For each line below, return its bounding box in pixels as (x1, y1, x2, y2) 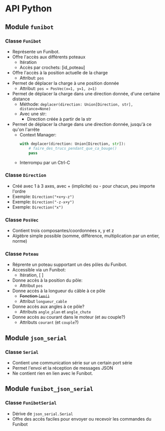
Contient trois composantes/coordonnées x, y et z (12, 228, 114, 234)
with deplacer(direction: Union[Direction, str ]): (19, 141, 126, 146)
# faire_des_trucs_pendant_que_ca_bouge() (29, 146, 117, 151)
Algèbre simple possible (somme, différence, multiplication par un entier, (12, 233, 160, 239)
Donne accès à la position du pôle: (12, 277, 83, 283)
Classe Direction (5, 172, 47, 178)
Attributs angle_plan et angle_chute (19, 309, 91, 315)
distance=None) (19, 106, 51, 111)
